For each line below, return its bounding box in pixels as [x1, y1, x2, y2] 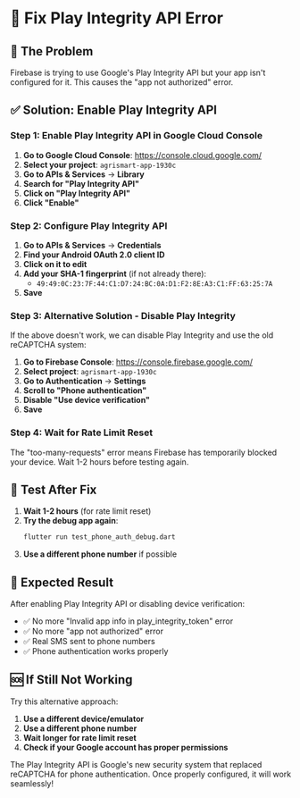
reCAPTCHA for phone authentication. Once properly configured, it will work [10, 769, 292, 779]
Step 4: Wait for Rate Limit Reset [10, 426, 154, 439]
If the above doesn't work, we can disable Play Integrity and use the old [10, 330, 274, 340]
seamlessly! [10, 777, 54, 789]
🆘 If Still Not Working [10, 672, 133, 687]
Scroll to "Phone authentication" [22, 385, 147, 396]
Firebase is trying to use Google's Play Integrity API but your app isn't [10, 67, 266, 78]
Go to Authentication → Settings [22, 375, 146, 387]
